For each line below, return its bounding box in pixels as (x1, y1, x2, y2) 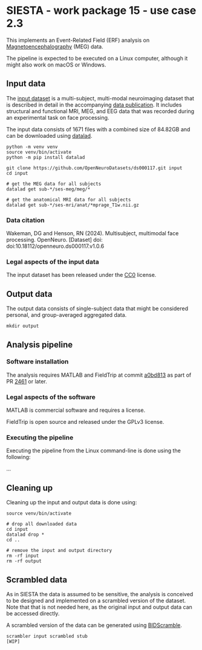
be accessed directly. (6, 610, 60, 617)
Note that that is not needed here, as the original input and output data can (6, 603, 192, 611)
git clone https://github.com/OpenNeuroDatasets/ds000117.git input (6, 164, 183, 171)
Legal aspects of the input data (6, 258, 99, 266)
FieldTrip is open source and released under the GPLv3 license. (6, 418, 165, 426)
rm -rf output (6, 558, 42, 564)
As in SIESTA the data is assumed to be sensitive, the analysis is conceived (6, 591, 194, 598)
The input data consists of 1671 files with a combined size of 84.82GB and (6, 125, 191, 133)
